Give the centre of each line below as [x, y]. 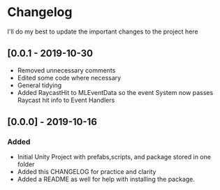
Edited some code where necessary [69, 78]
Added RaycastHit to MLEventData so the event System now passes [115, 92]
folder [26, 164]
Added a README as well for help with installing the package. [106, 180]
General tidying [39, 85]
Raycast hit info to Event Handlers [66, 100]
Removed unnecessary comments [66, 70]
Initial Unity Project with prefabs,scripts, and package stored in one [114, 157]
